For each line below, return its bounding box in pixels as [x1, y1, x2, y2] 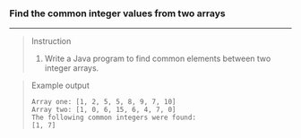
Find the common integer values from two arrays [9, 7, 226, 20]
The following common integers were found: [30, 113, 197, 123]
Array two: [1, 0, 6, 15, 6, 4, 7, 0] [30, 106, 176, 115]
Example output [30, 80, 90, 91]
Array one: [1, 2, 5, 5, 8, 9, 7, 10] [30, 98, 176, 107]
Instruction [30, 36, 72, 47]
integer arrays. [44, 63, 99, 73]
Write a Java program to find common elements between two [44, 53, 271, 65]
